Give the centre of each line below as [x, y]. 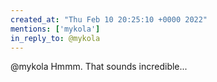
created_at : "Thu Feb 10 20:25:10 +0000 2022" [109, 19]
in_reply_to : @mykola [55, 38]
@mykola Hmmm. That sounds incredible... [99, 67]
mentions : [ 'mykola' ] [55, 29]
